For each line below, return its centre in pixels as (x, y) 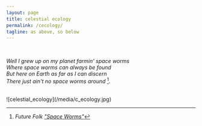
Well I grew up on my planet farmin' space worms (68, 61)
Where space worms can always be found (59, 67)
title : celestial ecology (38, 19)
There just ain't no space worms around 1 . (58, 81)
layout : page (23, 13)
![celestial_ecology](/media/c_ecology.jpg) (59, 99)
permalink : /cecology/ (35, 25)
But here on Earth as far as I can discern (57, 74)
